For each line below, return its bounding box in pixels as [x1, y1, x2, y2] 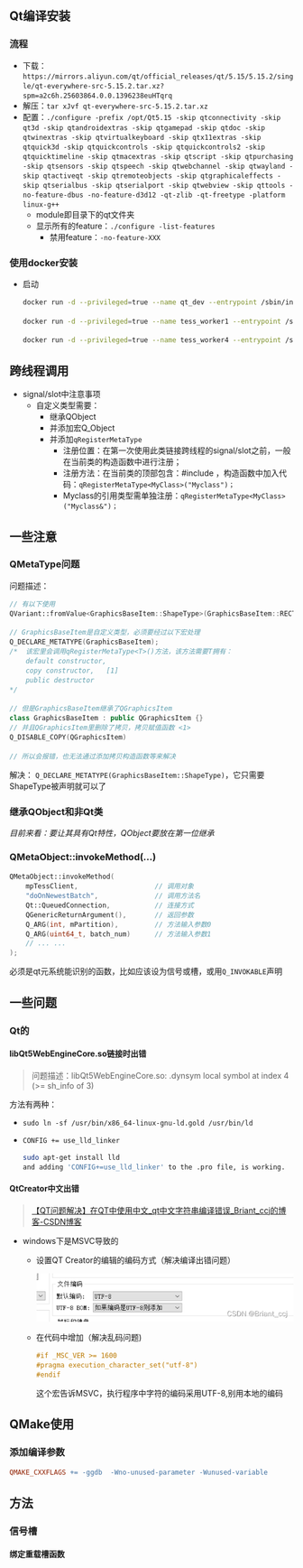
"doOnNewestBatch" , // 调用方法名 [25, 892, 201, 901]
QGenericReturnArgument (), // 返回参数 [25, 910, 194, 919]
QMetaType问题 [9, 558, 80, 571]
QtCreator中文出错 [9, 1183, 79, 1194]
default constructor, [25, 657, 106, 666]
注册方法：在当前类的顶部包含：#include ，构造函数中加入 [62, 468, 280, 478]
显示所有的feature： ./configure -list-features [35, 220, 216, 231]
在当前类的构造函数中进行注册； [62, 457, 182, 468]
